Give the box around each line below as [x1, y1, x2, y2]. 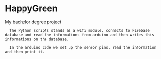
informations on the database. [5, 37, 69, 42]
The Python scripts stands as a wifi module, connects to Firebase [9, 28, 150, 33]
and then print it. [5, 49, 45, 54]
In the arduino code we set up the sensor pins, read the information [9, 45, 157, 50]
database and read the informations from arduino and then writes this [5, 32, 154, 37]
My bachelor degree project [5, 19, 62, 25]
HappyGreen [5, 3, 58, 14]
